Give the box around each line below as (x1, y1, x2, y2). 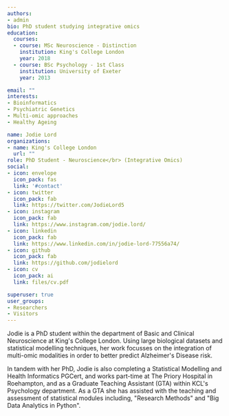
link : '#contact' (13, 182, 63, 190)
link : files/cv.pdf (13, 279, 69, 286)
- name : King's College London (7, 144, 97, 151)
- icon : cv (7, 266, 39, 273)
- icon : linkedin (7, 227, 57, 235)
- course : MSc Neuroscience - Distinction (13, 42, 137, 49)
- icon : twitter (7, 189, 54, 196)
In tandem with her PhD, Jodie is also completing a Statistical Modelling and (7, 365, 222, 373)
